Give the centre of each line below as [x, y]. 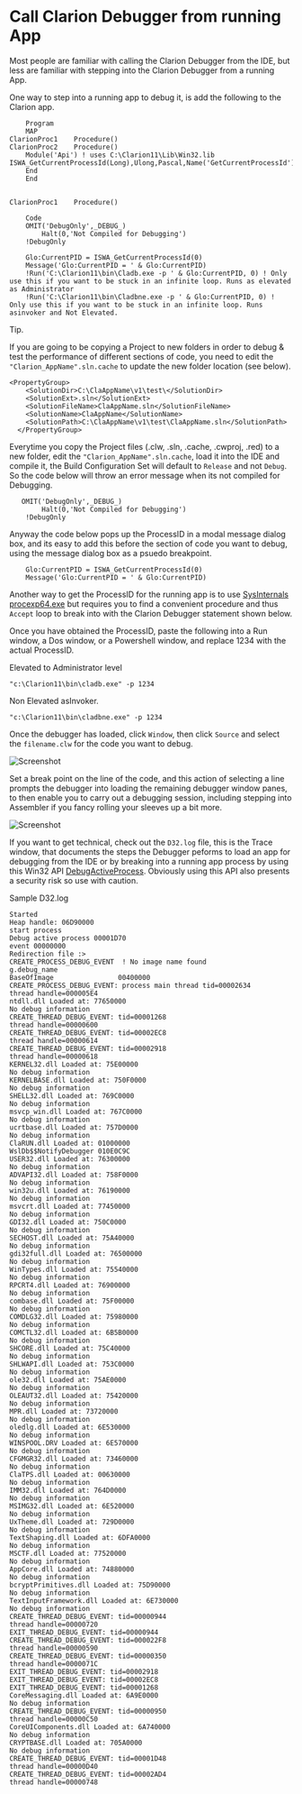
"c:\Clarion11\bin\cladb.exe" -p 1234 [82, 684]
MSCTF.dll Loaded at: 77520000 [68, 1553]
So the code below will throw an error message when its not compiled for [145, 475]
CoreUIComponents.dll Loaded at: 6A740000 [90, 1727]
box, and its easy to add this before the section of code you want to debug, [148, 544]
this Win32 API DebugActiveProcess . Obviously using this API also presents [150, 871]
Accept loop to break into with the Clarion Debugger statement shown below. [151, 613]
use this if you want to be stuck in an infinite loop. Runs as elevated [151, 281]
